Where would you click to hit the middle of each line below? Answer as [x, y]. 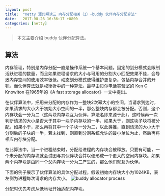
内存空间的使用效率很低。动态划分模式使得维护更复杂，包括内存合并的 [80, 80]
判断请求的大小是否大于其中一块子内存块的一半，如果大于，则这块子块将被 [80, 121]
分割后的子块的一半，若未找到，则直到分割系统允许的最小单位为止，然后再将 [82, 133]
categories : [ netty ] [26, 23]
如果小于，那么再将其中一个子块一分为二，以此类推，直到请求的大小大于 [87, 127]
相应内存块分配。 [22, 139]
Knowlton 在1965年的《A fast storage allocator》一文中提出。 [67, 92]
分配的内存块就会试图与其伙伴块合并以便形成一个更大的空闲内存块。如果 [87, 156]
